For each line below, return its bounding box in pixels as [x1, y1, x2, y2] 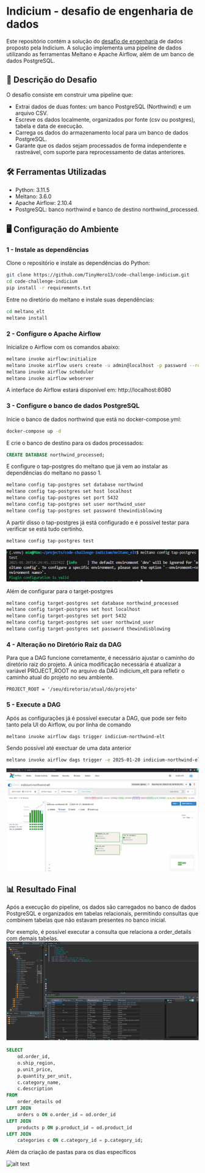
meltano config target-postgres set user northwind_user [6, 620, 154, 626]
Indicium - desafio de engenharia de [6, 4, 193, 18]
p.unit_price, [17, 1066, 53, 1073]
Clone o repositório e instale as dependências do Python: [6, 259, 151, 267]
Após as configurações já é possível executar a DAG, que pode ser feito [6, 714, 187, 722]
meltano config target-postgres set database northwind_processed [6, 600, 179, 606]
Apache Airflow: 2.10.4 [15, 199, 72, 206]
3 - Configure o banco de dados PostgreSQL [6, 402, 140, 410]
